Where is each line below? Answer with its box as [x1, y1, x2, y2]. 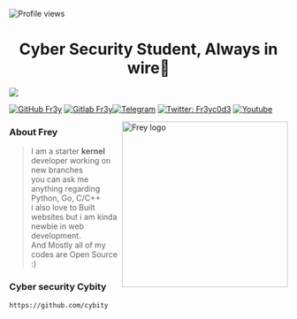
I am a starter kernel [30, 146, 106, 156]
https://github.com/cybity [9, 300, 109, 309]
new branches [30, 164, 84, 176]
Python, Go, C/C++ [30, 193, 102, 203]
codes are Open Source [30, 249, 118, 260]
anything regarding [30, 184, 101, 194]
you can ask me [30, 174, 89, 185]
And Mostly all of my [30, 239, 106, 251]
